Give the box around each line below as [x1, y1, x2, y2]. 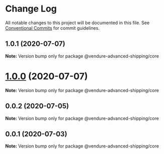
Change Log [5, 3, 57, 15]
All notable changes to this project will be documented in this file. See [5, 20, 150, 26]
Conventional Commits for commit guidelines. [5, 25, 100, 31]
